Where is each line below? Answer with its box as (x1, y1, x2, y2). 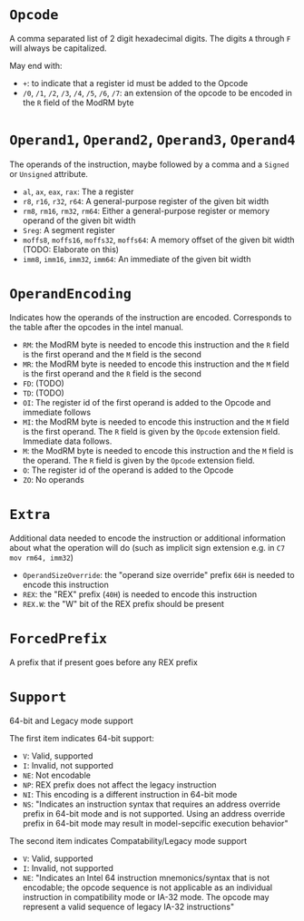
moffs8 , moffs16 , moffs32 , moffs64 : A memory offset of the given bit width (22, 234, 295, 245)
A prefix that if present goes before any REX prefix (9, 656, 198, 668)
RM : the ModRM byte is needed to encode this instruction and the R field (22, 338, 289, 350)
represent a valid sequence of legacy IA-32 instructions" (22, 901, 234, 912)
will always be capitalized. (9, 43, 107, 54)
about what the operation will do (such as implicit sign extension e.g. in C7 (9, 542, 286, 553)
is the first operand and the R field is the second (22, 367, 202, 378)
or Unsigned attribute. (9, 168, 89, 179)
